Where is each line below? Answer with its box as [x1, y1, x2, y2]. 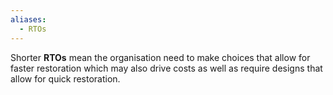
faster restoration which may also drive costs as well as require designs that [10, 62, 323, 74]
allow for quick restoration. [10, 72, 121, 85]
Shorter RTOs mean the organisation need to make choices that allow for [10, 51, 311, 63]
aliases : [10, 14, 47, 25]
